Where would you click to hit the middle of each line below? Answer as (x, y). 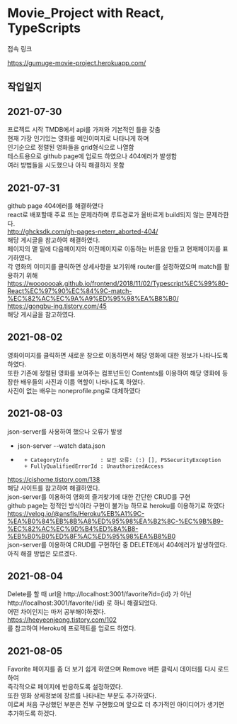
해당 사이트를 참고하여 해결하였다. (54, 488)
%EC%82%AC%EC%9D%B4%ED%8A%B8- (73, 528)
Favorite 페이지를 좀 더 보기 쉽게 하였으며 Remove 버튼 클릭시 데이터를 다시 (112, 669)
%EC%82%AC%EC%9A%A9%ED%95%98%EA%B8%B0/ (93, 298)
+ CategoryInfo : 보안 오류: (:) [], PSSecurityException (123, 460)
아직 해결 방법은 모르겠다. (42, 553)
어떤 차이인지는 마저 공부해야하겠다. (57, 612)
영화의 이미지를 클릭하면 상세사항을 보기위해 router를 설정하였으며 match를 (118, 266)
